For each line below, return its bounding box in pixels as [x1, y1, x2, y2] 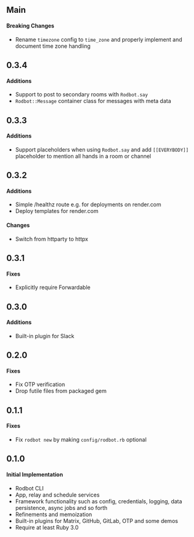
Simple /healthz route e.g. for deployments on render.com [15, 201, 162, 208]
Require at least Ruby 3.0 [15, 523, 79, 531]
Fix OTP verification [15, 381, 65, 388]
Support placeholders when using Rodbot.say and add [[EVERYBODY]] [15, 145, 189, 153]
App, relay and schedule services [15, 491, 100, 498]
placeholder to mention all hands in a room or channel [15, 152, 151, 160]
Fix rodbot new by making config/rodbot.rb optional [15, 436, 147, 443]
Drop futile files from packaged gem [15, 387, 107, 395]
